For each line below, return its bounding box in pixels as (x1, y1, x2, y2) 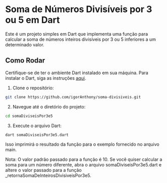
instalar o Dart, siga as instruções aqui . (5, 75, 86, 81)
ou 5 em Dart (5, 14, 60, 26)
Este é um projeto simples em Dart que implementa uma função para (5, 31, 148, 37)
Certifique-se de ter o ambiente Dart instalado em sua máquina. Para (5, 70, 149, 76)
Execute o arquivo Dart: (12, 123, 62, 129)
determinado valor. (5, 41, 44, 47)
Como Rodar (5, 56, 45, 65)
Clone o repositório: (12, 85, 54, 91)
